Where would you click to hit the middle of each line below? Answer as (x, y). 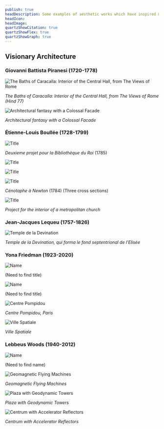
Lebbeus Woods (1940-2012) (40, 344)
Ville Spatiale (18, 332)
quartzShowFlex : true (27, 32)
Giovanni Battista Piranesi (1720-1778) (51, 70)
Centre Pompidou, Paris (29, 313)
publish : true (20, 10)
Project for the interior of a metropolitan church (53, 209)
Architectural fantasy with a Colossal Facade (51, 120)
